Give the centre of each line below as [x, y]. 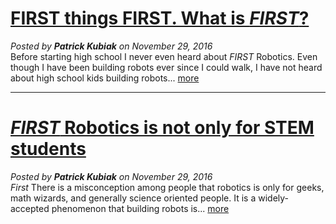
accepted [30, 208]
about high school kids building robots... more [105, 78]
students [48, 149]
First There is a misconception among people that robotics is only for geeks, [167, 187]
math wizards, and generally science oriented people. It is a [133, 198]
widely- [274, 198]
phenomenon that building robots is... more [140, 208]
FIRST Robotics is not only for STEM [162, 128]
